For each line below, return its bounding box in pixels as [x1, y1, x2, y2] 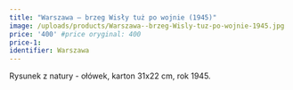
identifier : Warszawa [9, 46, 90, 55]
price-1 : [9, 37, 42, 47]
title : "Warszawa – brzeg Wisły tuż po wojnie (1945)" [9, 12, 217, 22]
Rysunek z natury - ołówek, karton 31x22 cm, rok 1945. [9, 70, 211, 81]
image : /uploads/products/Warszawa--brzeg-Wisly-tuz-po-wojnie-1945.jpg [9, 21, 285, 30]
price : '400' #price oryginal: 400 [9, 29, 142, 38]
